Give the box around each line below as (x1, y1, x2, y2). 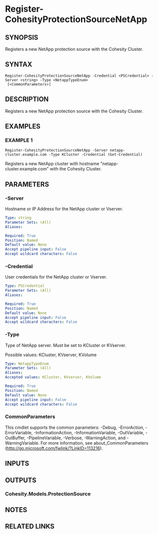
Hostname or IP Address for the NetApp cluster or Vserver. (5, 206, 123, 212)
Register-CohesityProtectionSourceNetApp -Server (5, 148, 108, 153)
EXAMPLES (5, 122, 40, 130)
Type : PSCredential (5, 283, 45, 289)
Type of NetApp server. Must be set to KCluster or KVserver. (5, 342, 127, 348)
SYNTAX (5, 60, 33, 69)
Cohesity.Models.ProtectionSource (5, 491, 91, 497)
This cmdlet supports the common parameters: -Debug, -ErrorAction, (5, 424, 145, 430)
